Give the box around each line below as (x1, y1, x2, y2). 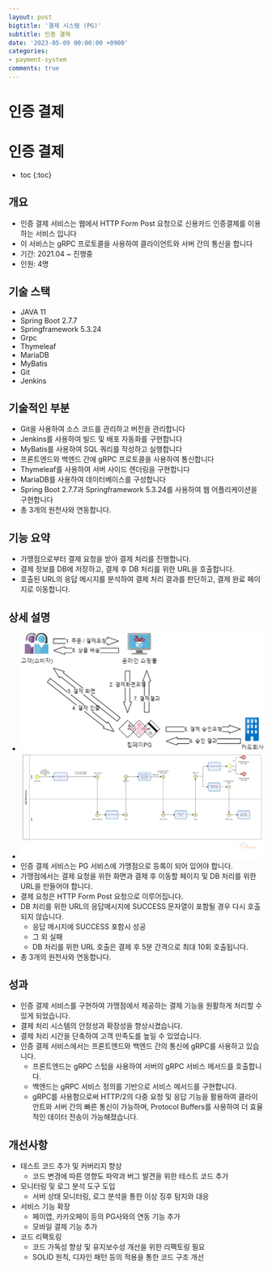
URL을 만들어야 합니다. (19, 881, 93, 890)
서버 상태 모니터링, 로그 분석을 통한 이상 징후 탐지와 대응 (32, 1191, 210, 1201)
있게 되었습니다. (19, 1011, 70, 1021)
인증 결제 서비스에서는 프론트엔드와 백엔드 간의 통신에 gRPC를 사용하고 (19, 1041, 244, 1051)
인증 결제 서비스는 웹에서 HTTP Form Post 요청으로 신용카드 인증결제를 (19, 219, 246, 228)
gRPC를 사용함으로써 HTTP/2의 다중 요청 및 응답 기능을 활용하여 (32, 1092, 237, 1102)
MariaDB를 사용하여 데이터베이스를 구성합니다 (19, 474, 166, 485)
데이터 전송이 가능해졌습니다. (47, 1112, 139, 1122)
